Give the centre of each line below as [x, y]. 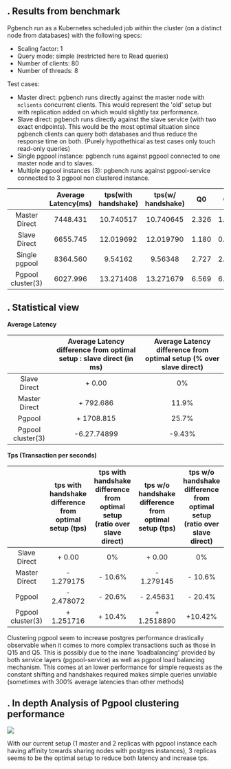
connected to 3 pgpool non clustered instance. [83, 178]
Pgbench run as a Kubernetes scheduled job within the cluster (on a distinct [114, 28]
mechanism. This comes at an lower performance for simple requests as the [115, 667]
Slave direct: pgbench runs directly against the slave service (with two [117, 119]
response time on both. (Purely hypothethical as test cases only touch [116, 141]
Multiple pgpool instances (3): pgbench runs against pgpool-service [114, 170]
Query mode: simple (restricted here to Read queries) [93, 56]
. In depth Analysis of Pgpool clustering [93, 703]
